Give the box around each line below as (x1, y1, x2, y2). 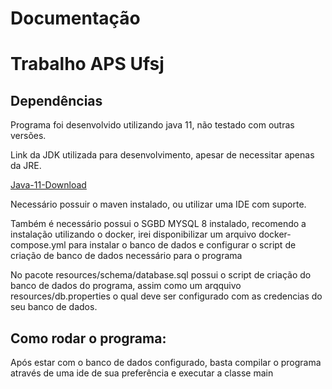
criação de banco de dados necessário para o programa (10, 250, 243, 262)
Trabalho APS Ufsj (10, 53, 165, 76)
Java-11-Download (10, 179, 87, 191)
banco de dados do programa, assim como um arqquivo (10, 280, 242, 292)
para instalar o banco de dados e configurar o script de (68, 239, 297, 251)
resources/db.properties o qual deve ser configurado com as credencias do (10, 290, 323, 302)
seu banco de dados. (10, 301, 98, 313)
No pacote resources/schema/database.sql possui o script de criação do (10, 269, 312, 281)
